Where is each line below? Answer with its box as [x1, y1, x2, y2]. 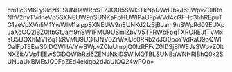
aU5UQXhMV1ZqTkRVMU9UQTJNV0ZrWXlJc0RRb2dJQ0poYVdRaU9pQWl [7, 35, 222, 44]
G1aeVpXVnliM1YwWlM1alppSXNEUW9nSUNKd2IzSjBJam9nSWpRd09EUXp [7, 21, 225, 28]
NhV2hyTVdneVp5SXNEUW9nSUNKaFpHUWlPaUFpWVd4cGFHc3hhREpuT [7, 13, 223, 21]
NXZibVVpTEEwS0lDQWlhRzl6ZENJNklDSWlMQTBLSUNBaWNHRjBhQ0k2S [7, 50, 224, 58]
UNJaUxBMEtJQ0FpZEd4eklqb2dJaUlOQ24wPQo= [7, 57, 154, 65]
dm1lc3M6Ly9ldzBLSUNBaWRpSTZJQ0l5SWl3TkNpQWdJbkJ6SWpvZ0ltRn [7, 6, 223, 14]
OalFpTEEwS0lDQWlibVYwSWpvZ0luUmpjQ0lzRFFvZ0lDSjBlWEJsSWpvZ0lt [7, 43, 224, 51]
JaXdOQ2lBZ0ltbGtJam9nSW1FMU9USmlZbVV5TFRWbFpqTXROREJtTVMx [7, 28, 224, 36]
